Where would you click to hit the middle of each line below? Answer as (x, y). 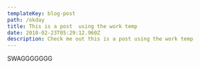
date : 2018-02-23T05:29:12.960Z (54, 33)
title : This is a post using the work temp (72, 26)
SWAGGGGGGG (30, 58)
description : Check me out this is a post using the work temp (100, 39)
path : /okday (26, 20)
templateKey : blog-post (42, 13)
